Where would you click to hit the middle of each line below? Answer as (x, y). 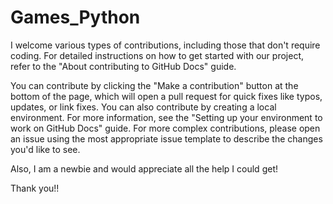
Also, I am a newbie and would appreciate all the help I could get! (144, 168)
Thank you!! (35, 188)
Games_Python (75, 17)
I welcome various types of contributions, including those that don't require (165, 45)
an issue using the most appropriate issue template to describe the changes (166, 138)
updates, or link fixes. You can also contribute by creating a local (143, 107)
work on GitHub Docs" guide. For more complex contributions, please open (165, 128)
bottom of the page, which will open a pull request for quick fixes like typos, (166, 96)
